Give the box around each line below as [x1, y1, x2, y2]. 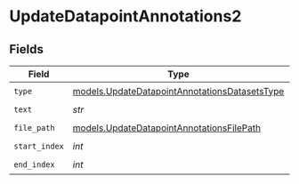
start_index [13, 140, 65, 151]
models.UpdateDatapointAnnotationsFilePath [72, 122, 261, 134]
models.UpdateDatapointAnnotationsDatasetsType [72, 84, 285, 97]
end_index [13, 159, 55, 170]
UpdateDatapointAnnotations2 [9, 6, 242, 27]
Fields [9, 42, 44, 57]
